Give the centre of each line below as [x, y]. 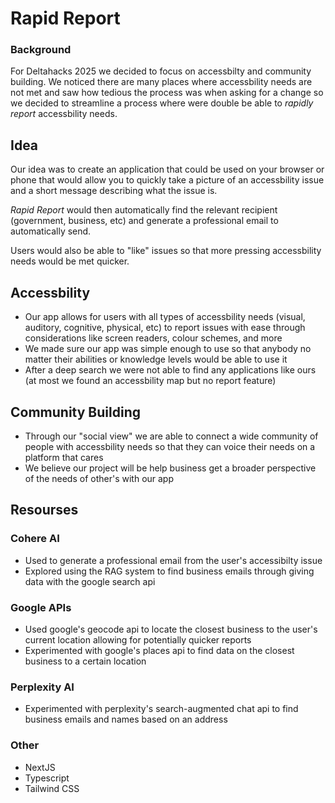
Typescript [47, 778]
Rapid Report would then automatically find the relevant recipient [144, 210]
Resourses [44, 510]
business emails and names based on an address [126, 719]
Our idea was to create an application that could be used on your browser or [167, 169]
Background [41, 50]
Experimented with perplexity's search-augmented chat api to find [161, 709]
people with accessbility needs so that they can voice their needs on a [170, 446]
